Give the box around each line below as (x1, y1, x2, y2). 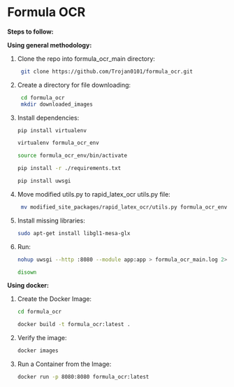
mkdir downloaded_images (20, 101, 93, 108)
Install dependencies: (17, 113, 80, 122)
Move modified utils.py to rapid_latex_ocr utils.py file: (17, 190, 171, 198)
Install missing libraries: (17, 216, 85, 225)
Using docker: (7, 281, 49, 290)
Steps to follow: (7, 27, 54, 36)
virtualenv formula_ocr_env (17, 139, 99, 147)
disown (17, 269, 37, 276)
